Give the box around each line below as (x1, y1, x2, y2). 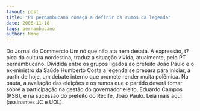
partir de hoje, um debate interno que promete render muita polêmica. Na (6, 73, 189, 80)
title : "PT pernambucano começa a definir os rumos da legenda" (6, 14, 171, 20)
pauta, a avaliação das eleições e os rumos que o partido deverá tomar (6, 79, 183, 87)
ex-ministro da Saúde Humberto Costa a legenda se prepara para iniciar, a (6, 67, 191, 74)
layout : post (6, 8, 39, 15)
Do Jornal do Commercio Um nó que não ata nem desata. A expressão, (6, 47, 183, 55)
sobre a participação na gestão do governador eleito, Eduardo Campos (6, 86, 183, 93)
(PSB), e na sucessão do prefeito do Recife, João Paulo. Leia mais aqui (6, 92, 182, 100)
